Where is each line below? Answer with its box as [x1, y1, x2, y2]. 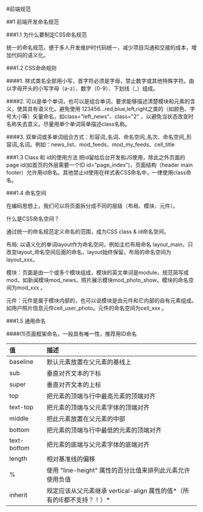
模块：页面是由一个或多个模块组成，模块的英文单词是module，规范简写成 [6, 269, 189, 276]
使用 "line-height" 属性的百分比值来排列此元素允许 [46, 466, 190, 474]
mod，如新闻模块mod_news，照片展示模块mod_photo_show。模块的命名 [6, 276, 189, 284]
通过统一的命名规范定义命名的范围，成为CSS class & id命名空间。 [6, 228, 170, 235]
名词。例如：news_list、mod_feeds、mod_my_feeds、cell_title [19, 141, 175, 148]
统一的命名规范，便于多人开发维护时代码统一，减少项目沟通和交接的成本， [6, 44, 192, 51]
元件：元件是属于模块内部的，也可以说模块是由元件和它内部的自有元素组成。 [6, 297, 197, 304]
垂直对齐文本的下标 [46, 369, 101, 377]
